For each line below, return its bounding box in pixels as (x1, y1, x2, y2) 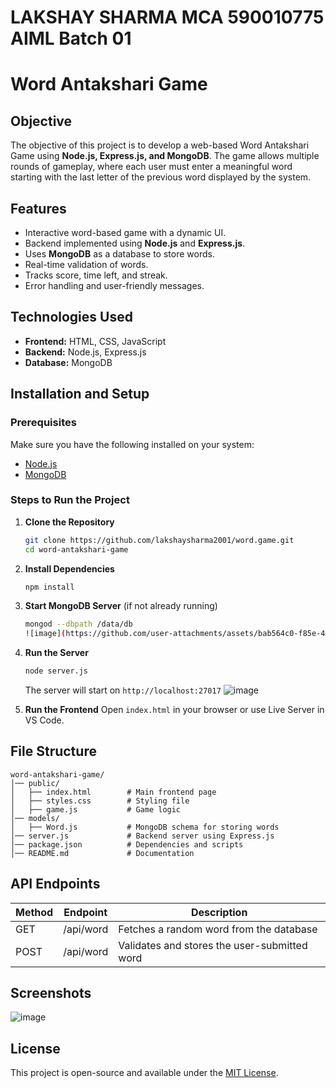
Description (190, 905, 248, 919)
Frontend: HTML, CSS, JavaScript (24, 335, 167, 347)
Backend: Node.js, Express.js (24, 346, 147, 358)
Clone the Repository (24, 516, 115, 528)
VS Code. (24, 714, 65, 726)
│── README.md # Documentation (10, 848, 195, 858)
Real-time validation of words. (24, 259, 149, 270)
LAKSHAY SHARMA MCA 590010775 (10, 6, 325, 29)
